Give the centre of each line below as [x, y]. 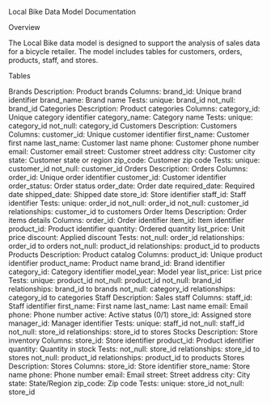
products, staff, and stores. [53, 60]
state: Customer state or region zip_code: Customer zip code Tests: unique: [134, 160]
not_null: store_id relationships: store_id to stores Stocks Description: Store [133, 332]
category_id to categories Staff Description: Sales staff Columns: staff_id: [131, 297]
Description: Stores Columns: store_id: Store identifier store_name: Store [129, 366]
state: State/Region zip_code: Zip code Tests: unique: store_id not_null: [126, 383]
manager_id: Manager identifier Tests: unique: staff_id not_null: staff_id [127, 323]
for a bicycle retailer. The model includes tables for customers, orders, [125, 51]
